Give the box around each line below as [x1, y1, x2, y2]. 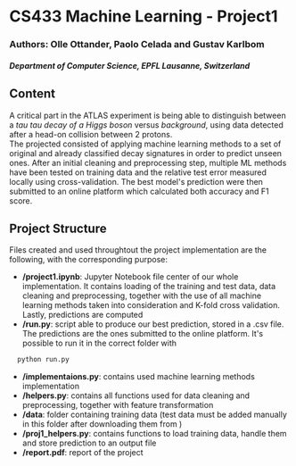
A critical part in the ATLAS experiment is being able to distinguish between [9, 110, 287, 121]
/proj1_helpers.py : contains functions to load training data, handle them [21, 429, 287, 439]
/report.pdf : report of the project [21, 447, 144, 458]
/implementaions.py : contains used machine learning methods [21, 371, 256, 382]
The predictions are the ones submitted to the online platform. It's [21, 329, 264, 339]
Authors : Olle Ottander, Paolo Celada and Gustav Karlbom [9, 38, 265, 51]
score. [9, 195, 33, 206]
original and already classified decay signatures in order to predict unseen [9, 147, 283, 158]
